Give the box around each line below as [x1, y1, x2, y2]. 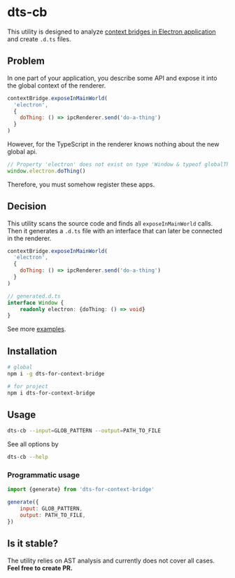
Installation [7, 345, 57, 357]
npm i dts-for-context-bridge [7, 390, 96, 397]
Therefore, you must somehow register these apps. [7, 180, 155, 188]
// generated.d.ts [7, 292, 61, 300]
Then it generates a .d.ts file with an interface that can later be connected [7, 226, 222, 235]
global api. [7, 148, 38, 156]
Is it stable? [7, 537, 58, 550]
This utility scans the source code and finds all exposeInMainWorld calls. [7, 219, 213, 228]
